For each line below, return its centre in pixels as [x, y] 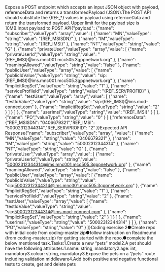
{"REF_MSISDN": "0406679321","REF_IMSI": [50, 122]
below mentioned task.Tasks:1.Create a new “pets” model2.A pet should [78, 243]
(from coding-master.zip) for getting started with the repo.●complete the [79, 238]
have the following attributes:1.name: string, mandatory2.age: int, [71, 248]
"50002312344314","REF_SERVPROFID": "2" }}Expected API [66, 128]
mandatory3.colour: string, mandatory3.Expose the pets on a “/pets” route [80, 253]
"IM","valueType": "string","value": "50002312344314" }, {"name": [72, 143]
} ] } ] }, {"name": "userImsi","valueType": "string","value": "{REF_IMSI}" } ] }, [82, 112]
